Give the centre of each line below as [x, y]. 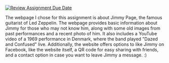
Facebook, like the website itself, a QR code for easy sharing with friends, [82, 50]
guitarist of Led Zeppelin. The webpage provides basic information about [81, 23]
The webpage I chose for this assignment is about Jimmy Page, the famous [84, 17]
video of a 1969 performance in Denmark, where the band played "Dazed [82, 39]
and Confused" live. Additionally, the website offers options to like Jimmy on [85, 44]
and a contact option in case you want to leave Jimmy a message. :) [76, 55]
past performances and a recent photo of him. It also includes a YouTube [81, 34]
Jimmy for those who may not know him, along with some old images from [83, 28]
